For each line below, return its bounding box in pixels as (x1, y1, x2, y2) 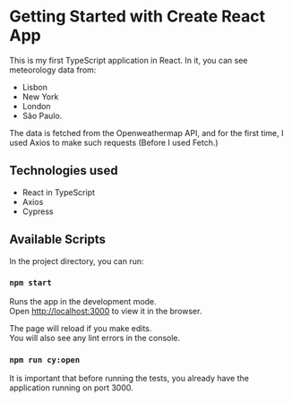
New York (21, 91, 59, 102)
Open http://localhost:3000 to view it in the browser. (9, 305, 202, 316)
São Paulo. (21, 110, 63, 121)
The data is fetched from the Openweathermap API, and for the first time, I (9, 127, 284, 138)
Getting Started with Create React (9, 6, 266, 27)
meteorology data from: (9, 64, 97, 75)
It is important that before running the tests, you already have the (9, 373, 249, 384)
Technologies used (9, 163, 118, 178)
